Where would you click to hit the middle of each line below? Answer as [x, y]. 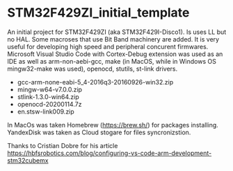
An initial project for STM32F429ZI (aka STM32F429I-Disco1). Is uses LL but [117, 32]
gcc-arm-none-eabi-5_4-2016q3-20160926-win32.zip [95, 82]
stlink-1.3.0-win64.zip [48, 97]
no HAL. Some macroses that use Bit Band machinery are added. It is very [113, 39]
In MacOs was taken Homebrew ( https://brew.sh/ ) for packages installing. [113, 125]
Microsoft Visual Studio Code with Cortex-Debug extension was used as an [115, 54]
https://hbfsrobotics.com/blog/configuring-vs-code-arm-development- [110, 153]
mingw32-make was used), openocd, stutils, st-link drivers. [93, 69]
